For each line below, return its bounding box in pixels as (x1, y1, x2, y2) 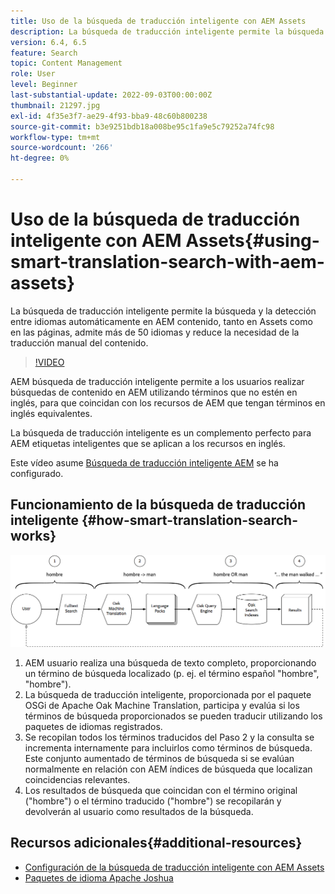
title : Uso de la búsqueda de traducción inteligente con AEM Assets (10, 16, 307, 26)
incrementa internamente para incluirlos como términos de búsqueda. (24, 741, 313, 754)
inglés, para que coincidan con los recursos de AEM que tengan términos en (10, 396, 326, 409)
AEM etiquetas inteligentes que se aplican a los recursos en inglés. (10, 437, 286, 449)
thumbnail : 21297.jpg (10, 100, 101, 110)
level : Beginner (10, 80, 78, 90)
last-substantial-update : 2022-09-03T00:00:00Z (10, 90, 213, 100)
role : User (10, 69, 56, 79)
